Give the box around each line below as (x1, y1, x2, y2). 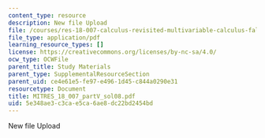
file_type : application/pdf (8, 33, 101, 42)
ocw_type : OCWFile (8, 56, 69, 64)
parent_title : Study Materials (8, 63, 111, 71)
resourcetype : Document (8, 84, 87, 93)
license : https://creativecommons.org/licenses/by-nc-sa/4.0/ (8, 48, 217, 56)
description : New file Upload (8, 19, 108, 27)
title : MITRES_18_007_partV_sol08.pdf (8, 92, 136, 100)
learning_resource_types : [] (8, 41, 104, 49)
